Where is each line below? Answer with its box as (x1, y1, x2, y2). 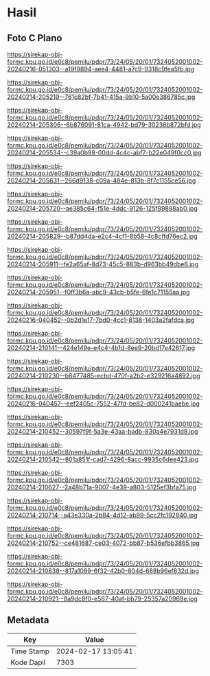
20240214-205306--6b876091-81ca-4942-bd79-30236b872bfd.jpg (7, 121, 201, 128)
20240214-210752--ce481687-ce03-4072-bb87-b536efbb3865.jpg (7, 539, 200, 547)
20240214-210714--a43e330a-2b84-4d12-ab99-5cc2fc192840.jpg (7, 511, 198, 519)
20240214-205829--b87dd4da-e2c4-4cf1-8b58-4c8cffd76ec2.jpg (7, 232, 198, 240)
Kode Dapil (10, 657, 46, 667)
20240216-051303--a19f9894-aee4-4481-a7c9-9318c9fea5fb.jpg (7, 65, 194, 73)
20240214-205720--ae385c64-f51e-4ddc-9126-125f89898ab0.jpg (7, 205, 198, 212)
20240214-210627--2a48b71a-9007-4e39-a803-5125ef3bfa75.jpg (7, 483, 197, 491)
